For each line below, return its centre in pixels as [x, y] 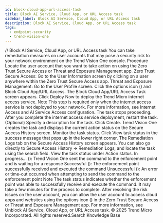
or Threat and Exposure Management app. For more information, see [74, 205]
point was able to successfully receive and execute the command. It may [78, 184]
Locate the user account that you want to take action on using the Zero [76, 65]
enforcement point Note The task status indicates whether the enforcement [81, 179]
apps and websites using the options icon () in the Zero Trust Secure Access [82, 200]
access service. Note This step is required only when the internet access [78, 102]
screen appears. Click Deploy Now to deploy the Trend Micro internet [75, 96]
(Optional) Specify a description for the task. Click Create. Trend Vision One [81, 122]
